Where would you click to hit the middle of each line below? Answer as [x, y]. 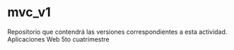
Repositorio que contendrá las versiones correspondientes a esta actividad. [117, 32]
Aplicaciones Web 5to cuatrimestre [58, 39]
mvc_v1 [29, 12]
